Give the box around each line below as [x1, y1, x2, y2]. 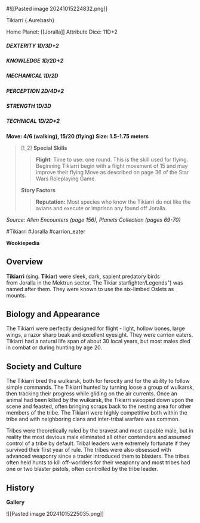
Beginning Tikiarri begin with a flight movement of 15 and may [35, 162, 188, 170]
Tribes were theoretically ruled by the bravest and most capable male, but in [6, 427, 194, 434]
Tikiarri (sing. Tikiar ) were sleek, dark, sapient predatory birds [6, 273, 160, 280]
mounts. [6, 292, 27, 299]
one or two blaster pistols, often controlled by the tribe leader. [6, 465, 158, 473]
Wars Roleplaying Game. [35, 175, 97, 182]
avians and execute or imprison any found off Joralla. [35, 204, 167, 211]
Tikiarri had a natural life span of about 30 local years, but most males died [6, 338, 190, 345]
